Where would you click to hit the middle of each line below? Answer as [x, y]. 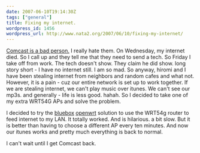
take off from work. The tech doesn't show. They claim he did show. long [96, 64]
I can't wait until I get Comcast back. [51, 143]
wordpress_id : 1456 [31, 28]
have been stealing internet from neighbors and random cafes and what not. [100, 76]
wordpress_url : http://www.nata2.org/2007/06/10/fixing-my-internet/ [95, 34]
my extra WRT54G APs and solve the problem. [63, 101]
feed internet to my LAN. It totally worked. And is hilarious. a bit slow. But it [98, 119]
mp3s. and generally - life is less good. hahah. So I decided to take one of [97, 95]
